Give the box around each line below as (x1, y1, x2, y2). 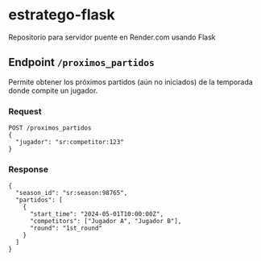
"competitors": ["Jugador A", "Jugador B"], (29, 217, 182, 226)
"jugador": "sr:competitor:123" (15, 139, 125, 147)
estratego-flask (8, 6, 115, 24)
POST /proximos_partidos (8, 124, 92, 132)
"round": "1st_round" (29, 224, 103, 233)
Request (8, 106, 42, 117)
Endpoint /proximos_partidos (8, 56, 155, 69)
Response (8, 164, 48, 175)
